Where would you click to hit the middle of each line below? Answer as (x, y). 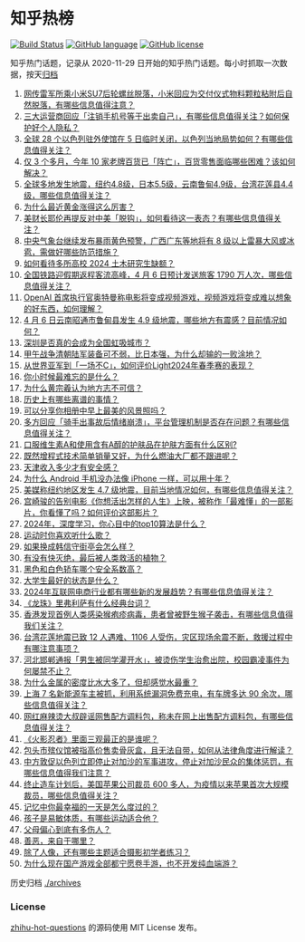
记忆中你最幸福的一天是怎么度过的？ (91, 806)
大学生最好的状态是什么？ (71, 580)
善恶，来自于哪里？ (59, 841)
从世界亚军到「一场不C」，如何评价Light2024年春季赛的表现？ (138, 365)
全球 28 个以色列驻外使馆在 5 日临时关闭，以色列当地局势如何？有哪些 (154, 139)
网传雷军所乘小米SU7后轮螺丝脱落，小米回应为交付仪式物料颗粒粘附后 (154, 93)
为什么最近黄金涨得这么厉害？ (79, 207)
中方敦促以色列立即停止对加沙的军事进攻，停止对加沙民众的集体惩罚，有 (158, 761)
